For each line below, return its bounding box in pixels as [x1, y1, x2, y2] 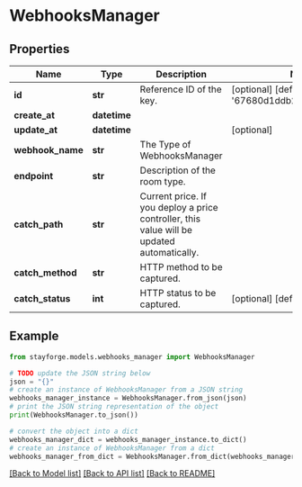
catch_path [13, 218, 64, 230]
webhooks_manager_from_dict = [9, 452, 123, 461]
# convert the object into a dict [9, 427, 139, 436]
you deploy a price [139, 202, 218, 213]
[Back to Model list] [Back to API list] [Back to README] [9, 468, 216, 479]
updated [139, 235, 175, 248]
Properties [9, 41, 70, 57]
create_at [13, 109, 56, 122]
